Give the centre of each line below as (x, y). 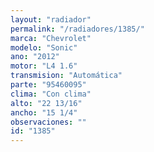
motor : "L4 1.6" (44, 66)
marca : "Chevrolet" (51, 38)
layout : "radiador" (51, 19)
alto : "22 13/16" (46, 103)
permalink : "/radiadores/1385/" (77, 29)
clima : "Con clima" (51, 94)
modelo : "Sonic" (44, 47)
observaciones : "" (48, 122)
